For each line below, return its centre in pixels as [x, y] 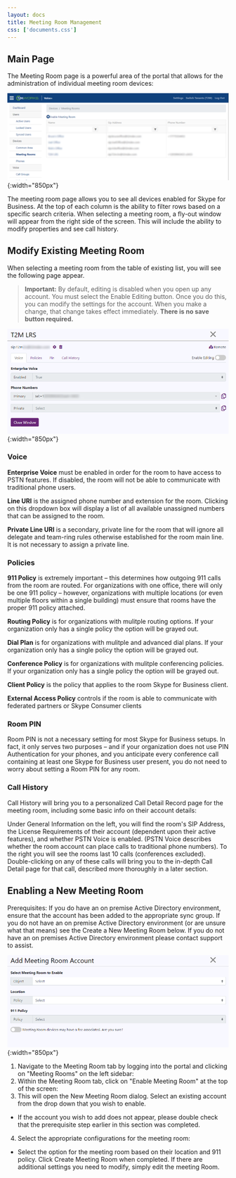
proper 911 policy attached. [46, 608]
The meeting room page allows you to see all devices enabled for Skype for [117, 199]
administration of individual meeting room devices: [80, 84]
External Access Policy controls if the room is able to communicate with [112, 698]
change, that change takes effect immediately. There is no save [117, 311]
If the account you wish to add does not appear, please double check [118, 1118]
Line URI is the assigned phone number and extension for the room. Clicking [118, 501]
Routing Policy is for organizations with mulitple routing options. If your [111, 622]
